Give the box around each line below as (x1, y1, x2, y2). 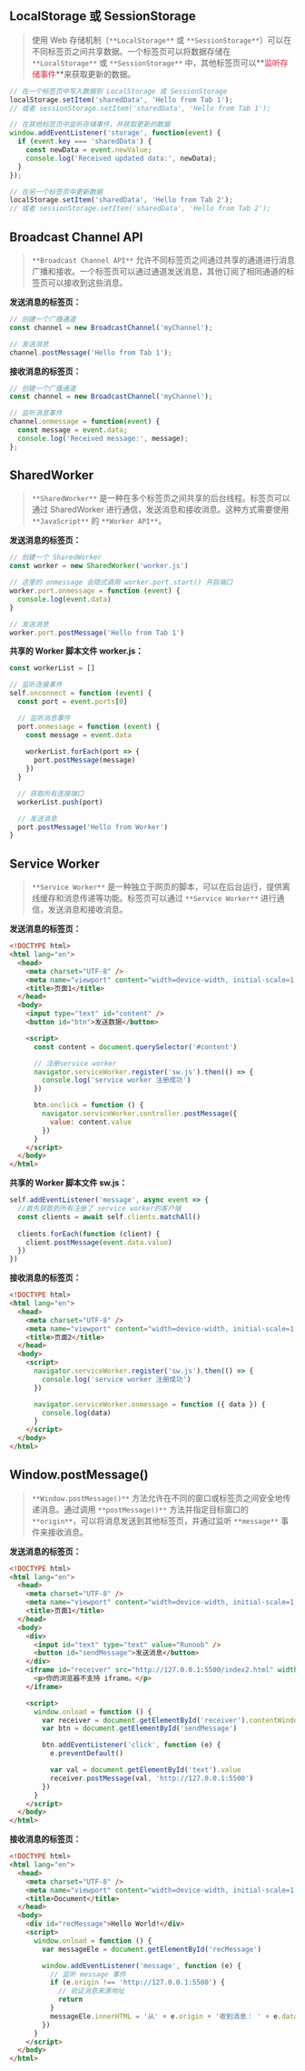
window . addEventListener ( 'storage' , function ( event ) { (9, 128, 221, 138)
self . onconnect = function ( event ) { (9, 689, 152, 698)
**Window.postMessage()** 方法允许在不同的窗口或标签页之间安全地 (31, 1492, 283, 1503)
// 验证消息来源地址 (57, 1986, 125, 1996)
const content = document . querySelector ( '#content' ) (33, 1042, 238, 1052)
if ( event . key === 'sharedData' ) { (17, 137, 152, 146)
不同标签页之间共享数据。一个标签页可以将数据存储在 (31, 45, 231, 56)
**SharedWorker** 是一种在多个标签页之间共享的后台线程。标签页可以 (31, 493, 290, 504)
